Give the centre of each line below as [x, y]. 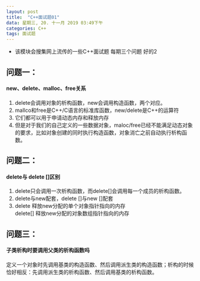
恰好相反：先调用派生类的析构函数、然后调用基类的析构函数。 [82, 272]
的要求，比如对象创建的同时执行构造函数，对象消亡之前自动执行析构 [98, 132]
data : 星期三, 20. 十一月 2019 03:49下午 [54, 23]
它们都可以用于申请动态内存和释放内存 [62, 117]
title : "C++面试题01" [33, 17]
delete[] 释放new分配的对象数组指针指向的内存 [72, 213]
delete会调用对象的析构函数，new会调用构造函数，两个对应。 [90, 102]
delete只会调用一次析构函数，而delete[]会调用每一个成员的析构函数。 [100, 191]
